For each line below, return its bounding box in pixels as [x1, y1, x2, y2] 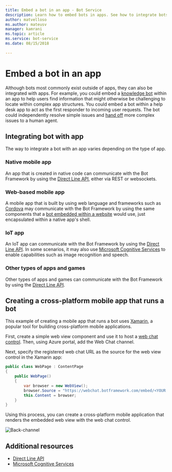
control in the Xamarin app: [5, 354, 62, 360]
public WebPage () [14, 374, 52, 379]
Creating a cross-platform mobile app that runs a [5, 296, 164, 305]
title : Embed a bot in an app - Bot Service [5, 7, 102, 13]
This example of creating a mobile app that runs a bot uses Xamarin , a [5, 318, 153, 324]
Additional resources [5, 442, 74, 450]
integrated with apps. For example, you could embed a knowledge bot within [5, 90, 167, 96]
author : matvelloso [5, 17, 47, 22]
